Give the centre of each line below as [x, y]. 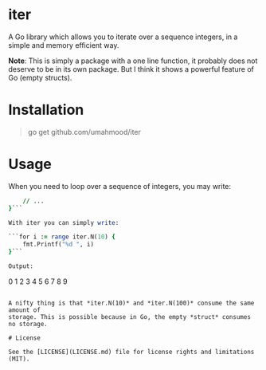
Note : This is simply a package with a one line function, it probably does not [133, 61]
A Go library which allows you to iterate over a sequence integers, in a [123, 37]
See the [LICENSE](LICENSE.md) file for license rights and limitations [131, 352]
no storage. [28, 324]
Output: [21, 266]
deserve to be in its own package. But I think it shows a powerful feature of [131, 69]
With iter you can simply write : [64, 222]
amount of [25, 310]
